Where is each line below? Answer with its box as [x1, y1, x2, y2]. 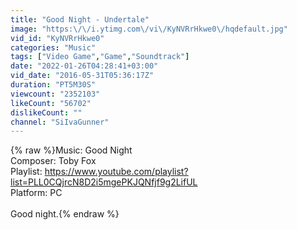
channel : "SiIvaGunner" [10, 117, 110, 127]
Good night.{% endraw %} [10, 208, 120, 220]
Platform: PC [10, 187, 63, 199]
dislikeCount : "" [10, 107, 83, 118]
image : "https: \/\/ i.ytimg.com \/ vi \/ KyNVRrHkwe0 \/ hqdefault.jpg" [10, 24, 288, 34]
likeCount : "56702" [10, 98, 92, 108]
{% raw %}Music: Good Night [10, 144, 133, 156]
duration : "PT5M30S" [10, 80, 97, 90]
